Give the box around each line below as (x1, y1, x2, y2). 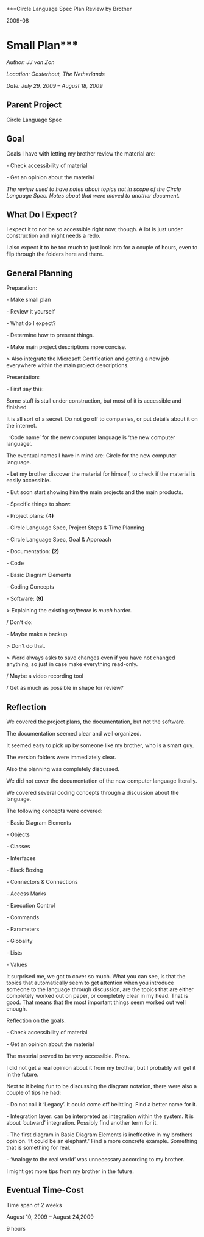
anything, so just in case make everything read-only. (6, 661, 138, 668)
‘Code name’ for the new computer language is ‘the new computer (9, 434, 175, 441)
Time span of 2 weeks (6, 1201, 62, 1208)
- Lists (6, 949, 23, 956)
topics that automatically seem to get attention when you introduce (6, 979, 174, 986)
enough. (6, 1005, 27, 1012)
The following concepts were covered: (6, 808, 103, 814)
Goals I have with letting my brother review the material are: (6, 149, 156, 157)
